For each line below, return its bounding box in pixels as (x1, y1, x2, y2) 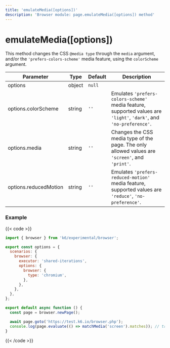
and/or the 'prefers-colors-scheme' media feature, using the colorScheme (5, 56, 158, 62)
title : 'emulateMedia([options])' (5, 7, 78, 13)
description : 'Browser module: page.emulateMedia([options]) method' (5, 12, 155, 17)
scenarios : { (10, 249, 37, 254)
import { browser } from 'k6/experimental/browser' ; (5, 235, 119, 240)
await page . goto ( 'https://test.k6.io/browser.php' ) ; (10, 319, 123, 324)
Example (5, 214, 27, 221)
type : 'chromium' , (27, 273, 67, 278)
